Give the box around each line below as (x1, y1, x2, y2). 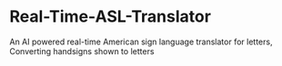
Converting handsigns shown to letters (9, 45, 155, 56)
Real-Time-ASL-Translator (9, 6, 212, 27)
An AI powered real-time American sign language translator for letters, (9, 36, 273, 47)
